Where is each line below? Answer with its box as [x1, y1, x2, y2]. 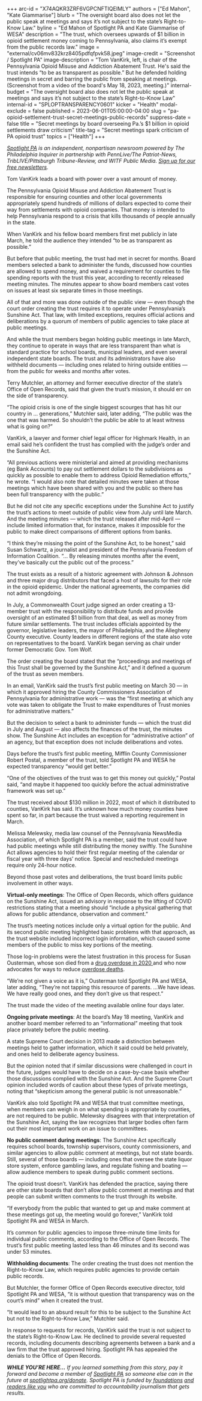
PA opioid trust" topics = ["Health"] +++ [7, 133, 105, 140]
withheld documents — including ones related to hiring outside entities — [7, 361, 188, 368]
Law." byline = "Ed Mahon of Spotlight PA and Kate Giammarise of [22, 24, 185, 31]
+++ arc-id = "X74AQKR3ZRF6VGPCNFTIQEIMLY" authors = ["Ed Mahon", [7, 5, 191, 12]
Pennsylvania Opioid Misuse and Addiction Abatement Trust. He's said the [7, 63, 191, 70]
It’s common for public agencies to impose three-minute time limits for [7, 1229, 180, 1236]
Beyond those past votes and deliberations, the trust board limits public [7, 873, 183, 880]
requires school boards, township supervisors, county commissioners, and [7, 1143, 191, 1150]
